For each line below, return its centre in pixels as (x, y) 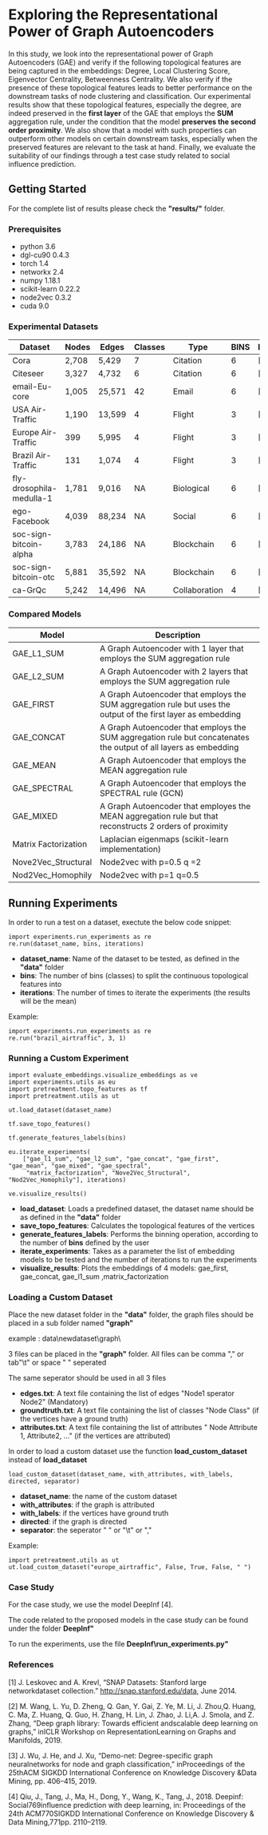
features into (41, 985)
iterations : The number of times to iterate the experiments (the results (135, 993)
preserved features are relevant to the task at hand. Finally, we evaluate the (132, 147)
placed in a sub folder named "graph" (71, 1323)
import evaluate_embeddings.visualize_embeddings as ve (103, 1075)
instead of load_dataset (48, 1460)
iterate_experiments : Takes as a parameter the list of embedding (127, 1250)
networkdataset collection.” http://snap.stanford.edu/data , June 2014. (123, 1690)
